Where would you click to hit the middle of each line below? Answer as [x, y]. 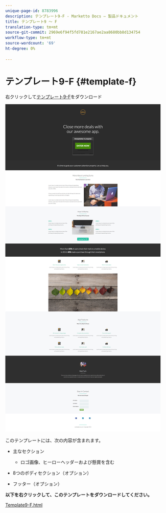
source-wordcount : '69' [31, 43]
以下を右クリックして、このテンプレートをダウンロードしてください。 [79, 495]
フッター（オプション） [37, 484]
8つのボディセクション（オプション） [52, 473]
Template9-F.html [24, 505]
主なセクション [28, 451]
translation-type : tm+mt [32, 27]
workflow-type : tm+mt [28, 38]
